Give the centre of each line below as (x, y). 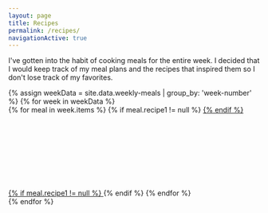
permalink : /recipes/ (44, 30)
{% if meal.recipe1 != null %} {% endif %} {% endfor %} (100, 193)
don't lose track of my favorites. (61, 77)
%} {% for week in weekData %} (62, 101)
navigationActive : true (48, 38)
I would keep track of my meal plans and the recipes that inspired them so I (132, 69)
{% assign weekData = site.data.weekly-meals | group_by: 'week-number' (130, 93)
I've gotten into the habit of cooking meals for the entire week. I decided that (134, 61)
